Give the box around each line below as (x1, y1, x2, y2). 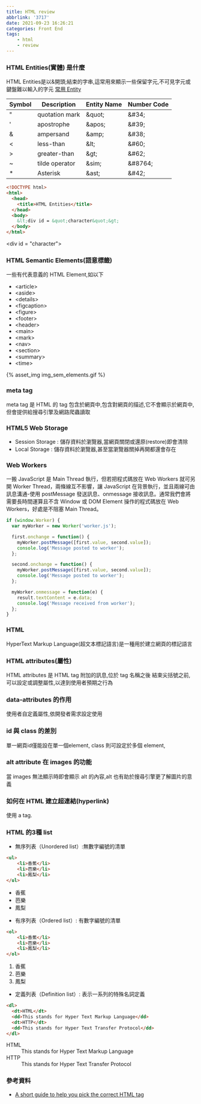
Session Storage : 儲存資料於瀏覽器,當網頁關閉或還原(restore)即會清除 (14, 438, 188, 445)
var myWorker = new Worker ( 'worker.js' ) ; (11, 523, 117, 529)
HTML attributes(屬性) (6, 657, 72, 665)
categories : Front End (6, 25, 63, 32)
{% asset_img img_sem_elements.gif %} (6, 371, 106, 379)
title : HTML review (6, 8, 55, 15)
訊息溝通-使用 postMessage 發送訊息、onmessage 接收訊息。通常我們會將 (6, 491, 191, 498)
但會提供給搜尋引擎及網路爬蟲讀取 (6, 408, 91, 416)
